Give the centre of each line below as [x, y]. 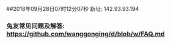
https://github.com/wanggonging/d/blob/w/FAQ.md [85, 34]
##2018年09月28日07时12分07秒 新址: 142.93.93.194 [73, 9]
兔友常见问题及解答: [36, 26]
